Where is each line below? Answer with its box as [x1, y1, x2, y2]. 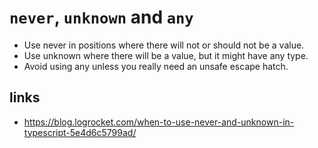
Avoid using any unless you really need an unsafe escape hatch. [23, 60, 289, 72]
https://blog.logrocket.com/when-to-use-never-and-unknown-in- [23, 116, 295, 128]
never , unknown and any [9, 6, 194, 29]
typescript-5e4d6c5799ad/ [23, 126, 137, 138]
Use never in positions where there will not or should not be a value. [23, 39, 305, 51]
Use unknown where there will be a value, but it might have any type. [23, 49, 309, 61]
